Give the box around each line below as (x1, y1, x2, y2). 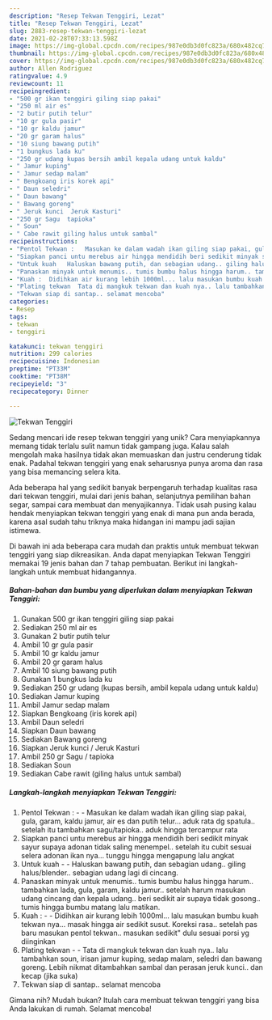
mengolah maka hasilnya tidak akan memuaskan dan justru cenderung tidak (9, 450, 262, 459)
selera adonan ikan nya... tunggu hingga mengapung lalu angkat (20, 851, 235, 861)
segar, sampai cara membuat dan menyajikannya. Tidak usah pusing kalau (9, 499, 257, 510)
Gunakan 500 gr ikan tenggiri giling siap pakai (20, 614, 174, 624)
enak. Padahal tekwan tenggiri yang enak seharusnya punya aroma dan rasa (9, 458, 263, 468)
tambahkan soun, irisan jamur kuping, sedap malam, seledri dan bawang (20, 954, 262, 963)
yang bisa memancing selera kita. (9, 467, 121, 476)
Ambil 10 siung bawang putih (20, 666, 118, 675)
